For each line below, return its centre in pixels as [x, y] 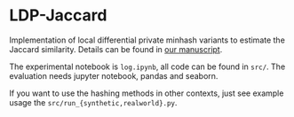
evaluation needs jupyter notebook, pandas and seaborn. [114, 75]
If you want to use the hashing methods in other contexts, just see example [147, 93]
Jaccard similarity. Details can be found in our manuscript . [116, 49]
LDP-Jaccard [58, 16]
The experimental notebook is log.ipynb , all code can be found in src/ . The [147, 66]
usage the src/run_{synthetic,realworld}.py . [93, 102]
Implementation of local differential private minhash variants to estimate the [147, 40]
